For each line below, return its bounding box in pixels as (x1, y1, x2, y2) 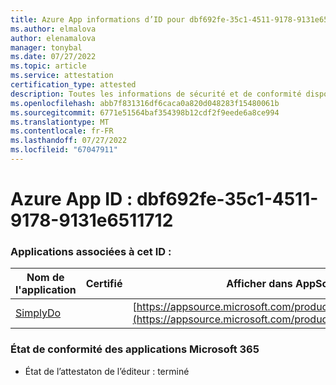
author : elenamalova (10, 33, 97, 43)
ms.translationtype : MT (10, 117, 110, 127)
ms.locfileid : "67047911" (10, 145, 118, 155)
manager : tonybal (10, 42, 83, 53)
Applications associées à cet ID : (10, 244, 172, 258)
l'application (15, 283, 77, 297)
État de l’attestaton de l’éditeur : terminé (24, 365, 190, 377)
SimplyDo (15, 306, 62, 320)
